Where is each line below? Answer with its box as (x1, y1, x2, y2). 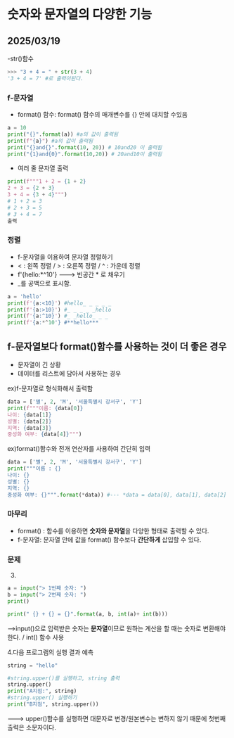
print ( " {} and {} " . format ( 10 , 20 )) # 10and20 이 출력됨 (7, 144, 162, 151)
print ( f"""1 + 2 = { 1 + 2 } (7, 178, 86, 185)
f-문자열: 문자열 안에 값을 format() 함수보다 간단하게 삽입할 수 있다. (17, 535, 202, 544)
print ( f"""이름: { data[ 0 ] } (7, 405, 84, 412)
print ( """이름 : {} (7, 465, 62, 472)
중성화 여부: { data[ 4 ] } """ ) (7, 431, 82, 438)
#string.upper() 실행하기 (7, 694, 77, 701)
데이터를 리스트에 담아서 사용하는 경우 (17, 369, 122, 378)
